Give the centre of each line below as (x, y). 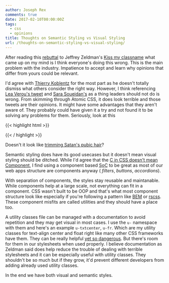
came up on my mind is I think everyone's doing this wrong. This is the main (84, 62)
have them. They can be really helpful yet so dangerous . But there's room (81, 239)
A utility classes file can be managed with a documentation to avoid (75, 217)
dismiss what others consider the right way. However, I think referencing (80, 88)
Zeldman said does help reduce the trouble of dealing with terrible (74, 249)
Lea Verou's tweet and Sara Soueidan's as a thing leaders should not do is (82, 93)
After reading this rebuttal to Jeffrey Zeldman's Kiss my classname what (80, 57)
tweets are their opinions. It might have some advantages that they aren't (81, 105)
